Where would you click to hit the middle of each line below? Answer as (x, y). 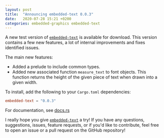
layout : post (18, 10)
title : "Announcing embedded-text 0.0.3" (49, 14)
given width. (25, 83)
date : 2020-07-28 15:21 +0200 (38, 19)
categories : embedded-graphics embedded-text (52, 23)
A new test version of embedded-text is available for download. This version (81, 37)
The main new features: (29, 57)
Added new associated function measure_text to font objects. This (79, 72)
